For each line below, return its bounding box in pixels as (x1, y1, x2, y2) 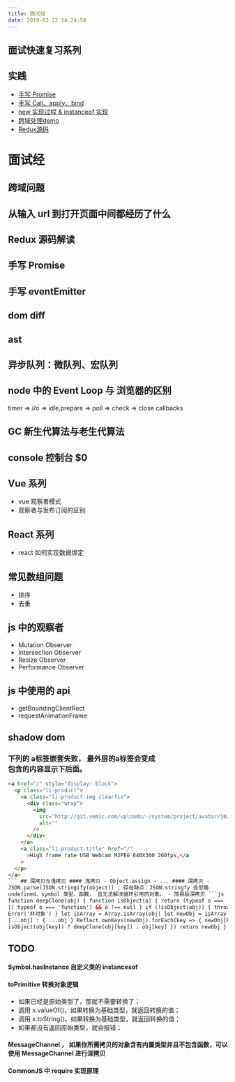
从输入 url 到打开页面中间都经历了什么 (8, 207, 172, 220)
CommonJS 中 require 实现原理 (8, 1066, 99, 1075)
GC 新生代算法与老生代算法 (8, 426, 125, 438)
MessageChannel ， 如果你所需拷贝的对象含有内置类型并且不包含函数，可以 (8, 1041, 228, 1049)
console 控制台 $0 (8, 452, 88, 464)
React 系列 (8, 528, 54, 540)
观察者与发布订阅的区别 (17, 506, 86, 514)
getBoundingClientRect (17, 704, 85, 712)
